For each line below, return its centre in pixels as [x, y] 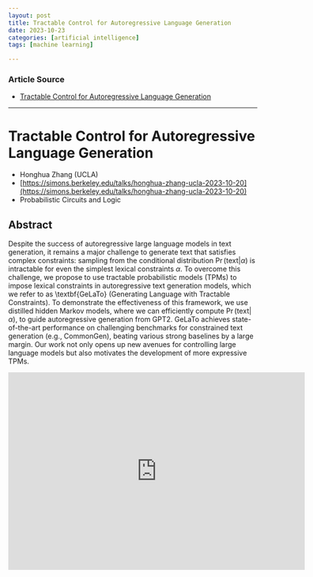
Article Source [36, 80]
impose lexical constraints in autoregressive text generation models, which [130, 286]
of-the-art [25, 328]
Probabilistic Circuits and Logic [70, 200]
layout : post [30, 15]
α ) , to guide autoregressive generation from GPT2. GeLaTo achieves [119, 319]
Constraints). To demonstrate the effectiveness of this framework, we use [128, 303]
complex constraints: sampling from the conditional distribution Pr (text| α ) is [132, 261]
